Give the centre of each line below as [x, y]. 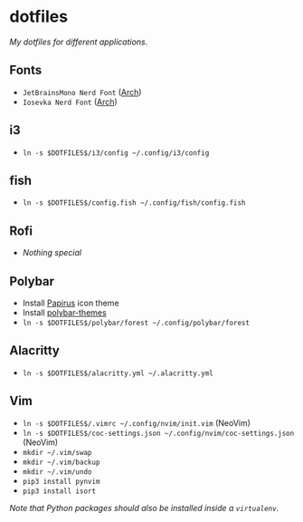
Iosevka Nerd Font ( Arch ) [70, 101]
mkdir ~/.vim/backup [61, 462]
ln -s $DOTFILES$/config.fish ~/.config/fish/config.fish [134, 203]
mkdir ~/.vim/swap [57, 452]
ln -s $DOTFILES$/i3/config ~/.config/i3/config [116, 153]
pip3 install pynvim [61, 481]
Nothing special [52, 253]
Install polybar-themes [64, 313]
